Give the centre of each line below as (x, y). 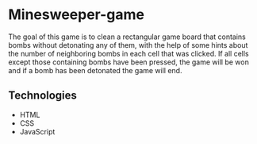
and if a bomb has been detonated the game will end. (95, 70)
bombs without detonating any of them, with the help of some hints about (128, 45)
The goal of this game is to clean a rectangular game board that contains (127, 37)
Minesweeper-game (77, 15)
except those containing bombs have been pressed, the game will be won (129, 62)
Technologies (43, 96)
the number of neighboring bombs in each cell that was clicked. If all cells (128, 53)
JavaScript (37, 131)
